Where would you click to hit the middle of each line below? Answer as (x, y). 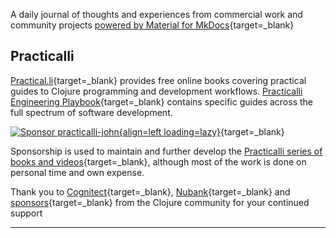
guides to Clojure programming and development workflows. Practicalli (156, 91)
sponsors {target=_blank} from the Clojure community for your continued (160, 202)
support (26, 213)
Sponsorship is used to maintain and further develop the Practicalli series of (166, 151)
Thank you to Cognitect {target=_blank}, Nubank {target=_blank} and (150, 191)
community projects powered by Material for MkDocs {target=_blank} (152, 25)
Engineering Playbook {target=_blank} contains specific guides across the (162, 101)
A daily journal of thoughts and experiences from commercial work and (156, 14)
